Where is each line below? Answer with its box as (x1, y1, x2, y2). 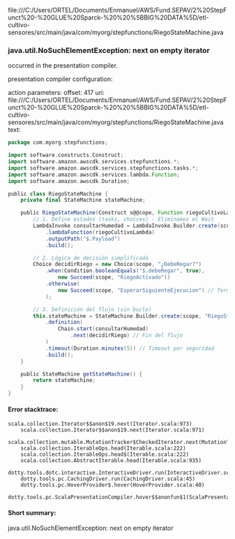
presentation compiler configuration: (8, 75, 113, 83)
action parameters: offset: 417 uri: (8, 89, 105, 97)
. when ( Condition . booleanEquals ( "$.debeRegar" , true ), (45, 267, 205, 274)
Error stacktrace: (8, 405, 59, 413)
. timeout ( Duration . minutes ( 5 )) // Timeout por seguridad (45, 345, 215, 352)
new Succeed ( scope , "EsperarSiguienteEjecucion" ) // (57, 286, 215, 294)
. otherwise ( (45, 281, 80, 288)
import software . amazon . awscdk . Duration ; (8, 177, 130, 184)
